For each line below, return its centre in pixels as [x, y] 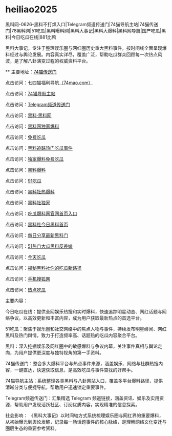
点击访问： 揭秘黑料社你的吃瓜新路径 [44, 268]
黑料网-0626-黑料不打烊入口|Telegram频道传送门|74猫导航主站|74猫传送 [82, 24]
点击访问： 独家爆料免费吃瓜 [35, 159]
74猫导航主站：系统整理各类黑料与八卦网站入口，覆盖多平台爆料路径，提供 [84, 381]
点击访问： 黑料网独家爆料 [32, 126]
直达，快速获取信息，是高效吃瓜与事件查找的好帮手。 [79, 370]
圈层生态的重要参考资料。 [32, 428]
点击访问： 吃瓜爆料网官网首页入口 [41, 213]
